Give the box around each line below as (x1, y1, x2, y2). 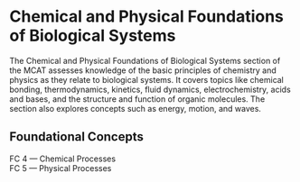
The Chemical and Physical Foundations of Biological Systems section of (9, 55, 281, 66)
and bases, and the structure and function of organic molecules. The (9, 93, 266, 105)
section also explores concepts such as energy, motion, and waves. (9, 103, 262, 114)
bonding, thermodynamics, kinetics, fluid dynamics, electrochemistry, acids (9, 84, 291, 95)
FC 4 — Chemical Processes (9, 153, 116, 164)
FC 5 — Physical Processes (9, 162, 112, 173)
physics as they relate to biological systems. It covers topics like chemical (9, 74, 285, 85)
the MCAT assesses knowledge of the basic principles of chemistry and (9, 65, 277, 76)
